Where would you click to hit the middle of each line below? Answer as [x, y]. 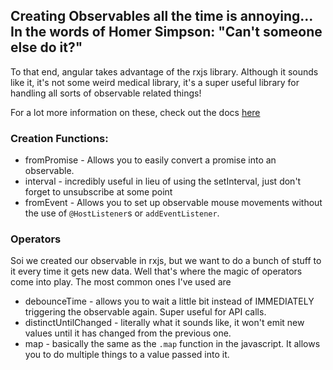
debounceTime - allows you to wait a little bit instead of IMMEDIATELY [169, 301]
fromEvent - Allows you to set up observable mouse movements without [173, 203]
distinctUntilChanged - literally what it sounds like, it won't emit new [164, 323]
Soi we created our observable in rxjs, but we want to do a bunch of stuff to [166, 261]
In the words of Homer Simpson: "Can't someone [166, 32]
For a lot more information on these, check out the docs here [135, 112]
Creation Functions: [59, 138]
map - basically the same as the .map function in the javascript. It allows [172, 344]
